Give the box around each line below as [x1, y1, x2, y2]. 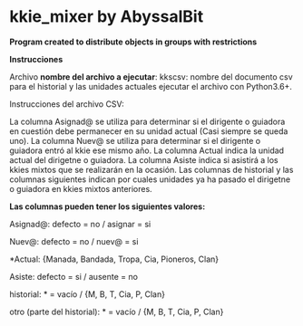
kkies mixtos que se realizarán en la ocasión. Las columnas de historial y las [9, 164, 294, 175]
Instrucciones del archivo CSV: [9, 98, 124, 110]
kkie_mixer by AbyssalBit [9, 6, 204, 27]
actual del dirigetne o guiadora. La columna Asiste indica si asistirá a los [9, 154, 279, 165]
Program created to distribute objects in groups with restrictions [9, 36, 258, 47]
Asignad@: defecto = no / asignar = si [9, 218, 151, 229]
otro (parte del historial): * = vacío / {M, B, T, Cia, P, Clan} [9, 306, 224, 317]
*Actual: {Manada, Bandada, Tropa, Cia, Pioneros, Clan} [9, 254, 220, 264]
